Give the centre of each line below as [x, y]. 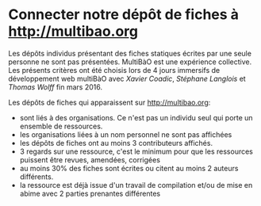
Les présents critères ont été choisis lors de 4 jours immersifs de [114, 70]
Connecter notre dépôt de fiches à [124, 15]
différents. [36, 177]
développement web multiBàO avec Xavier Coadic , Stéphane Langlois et [127, 78]
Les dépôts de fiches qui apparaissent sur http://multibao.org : [109, 102]
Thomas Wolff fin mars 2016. [56, 87]
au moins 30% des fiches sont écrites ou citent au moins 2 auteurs [129, 168]
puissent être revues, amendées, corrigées [90, 159]
